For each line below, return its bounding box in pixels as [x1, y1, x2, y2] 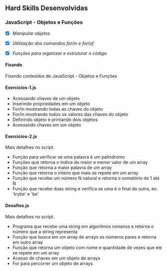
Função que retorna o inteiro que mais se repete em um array [12, 170, 139, 176]
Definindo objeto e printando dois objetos [12, 117, 98, 123]
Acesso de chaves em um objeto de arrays [12, 255, 101, 261]
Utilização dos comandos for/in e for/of [12, 40, 94, 46]
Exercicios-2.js [5, 133, 37, 139]
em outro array [12, 239, 43, 245]
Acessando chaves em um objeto [12, 122, 81, 128]
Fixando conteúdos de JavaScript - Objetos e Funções [5, 73, 117, 79]
